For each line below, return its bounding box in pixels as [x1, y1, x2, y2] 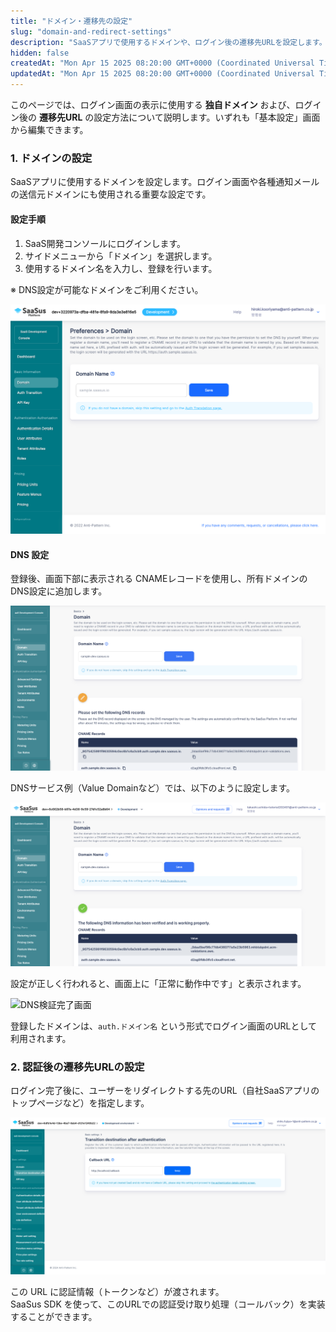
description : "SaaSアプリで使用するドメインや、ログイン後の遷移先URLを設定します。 [10, 37, 327, 47]
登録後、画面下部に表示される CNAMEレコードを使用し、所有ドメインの [10, 573, 308, 585]
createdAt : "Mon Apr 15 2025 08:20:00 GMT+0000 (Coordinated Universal [10, 58, 315, 69]
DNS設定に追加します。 [10, 585, 108, 597]
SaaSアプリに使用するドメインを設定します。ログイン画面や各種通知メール [10, 176, 320, 188]
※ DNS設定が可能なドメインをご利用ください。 [10, 283, 204, 295]
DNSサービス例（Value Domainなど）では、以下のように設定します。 [10, 781, 296, 794]
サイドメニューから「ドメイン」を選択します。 [24, 250, 218, 262]
